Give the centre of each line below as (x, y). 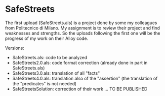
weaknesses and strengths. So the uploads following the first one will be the (83, 33)
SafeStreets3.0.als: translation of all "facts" (56, 73)
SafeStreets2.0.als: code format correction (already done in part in (80, 63)
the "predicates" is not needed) (44, 83)
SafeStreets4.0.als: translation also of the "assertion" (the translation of (85, 78)
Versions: (15, 48)
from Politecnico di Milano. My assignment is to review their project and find (82, 28)
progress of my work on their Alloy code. (47, 38)
